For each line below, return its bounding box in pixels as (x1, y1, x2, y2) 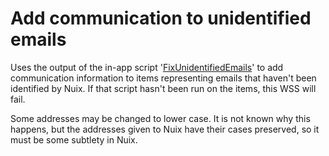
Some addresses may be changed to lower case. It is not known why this (10, 112, 311, 124)
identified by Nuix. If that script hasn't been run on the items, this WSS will (10, 82, 317, 94)
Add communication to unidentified (10, 7, 312, 30)
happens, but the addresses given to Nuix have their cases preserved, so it (10, 123, 320, 135)
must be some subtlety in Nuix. (10, 133, 138, 146)
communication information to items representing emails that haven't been (10, 72, 317, 84)
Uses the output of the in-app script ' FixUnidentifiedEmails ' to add (10, 61, 284, 73)
